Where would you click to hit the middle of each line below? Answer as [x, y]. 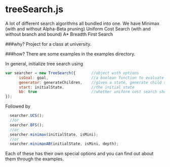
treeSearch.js [34, 9]
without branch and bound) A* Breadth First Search [59, 34]
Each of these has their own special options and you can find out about [79, 154]
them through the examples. [35, 159]
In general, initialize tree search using [44, 63]
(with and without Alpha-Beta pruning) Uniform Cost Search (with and [78, 28]
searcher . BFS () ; [27, 125]
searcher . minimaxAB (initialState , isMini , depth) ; [64, 144]
